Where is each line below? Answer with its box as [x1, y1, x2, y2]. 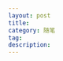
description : [8, 41, 51, 49]
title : [8, 19, 30, 27]
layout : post [8, 11, 51, 20]
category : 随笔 [8, 26, 56, 34]
